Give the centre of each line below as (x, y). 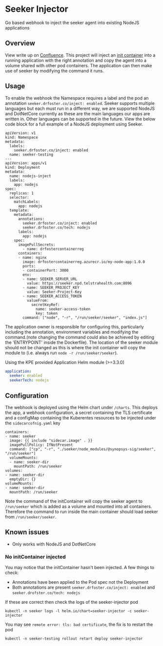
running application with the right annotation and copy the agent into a (76, 60)
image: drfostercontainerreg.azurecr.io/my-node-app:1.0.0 (84, 262)
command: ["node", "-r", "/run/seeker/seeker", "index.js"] (85, 317)
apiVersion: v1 (20, 133)
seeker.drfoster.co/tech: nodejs (57, 227)
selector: (19, 197)
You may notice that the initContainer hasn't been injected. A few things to (80, 568)
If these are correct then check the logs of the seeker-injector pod (71, 602)
